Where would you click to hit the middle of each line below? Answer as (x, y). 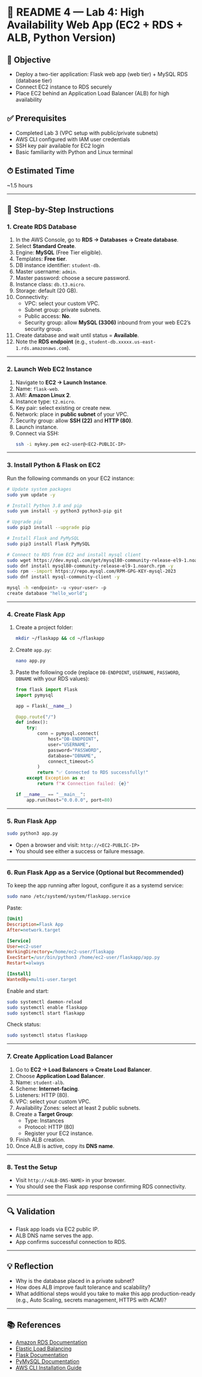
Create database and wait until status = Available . (77, 336)
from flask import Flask (46, 689)
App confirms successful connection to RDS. (71, 1242)
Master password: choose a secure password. (73, 278)
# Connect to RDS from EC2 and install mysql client (74, 555)
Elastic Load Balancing (43, 1349)
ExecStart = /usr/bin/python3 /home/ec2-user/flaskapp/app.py (84, 958)
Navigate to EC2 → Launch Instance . (61, 382)
